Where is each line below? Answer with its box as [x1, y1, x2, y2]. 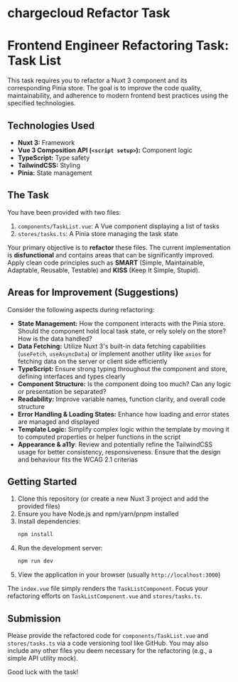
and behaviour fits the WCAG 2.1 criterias [17, 455, 139, 464]
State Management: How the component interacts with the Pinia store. [17, 319, 226, 328]
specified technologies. [7, 99, 76, 107]
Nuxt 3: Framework [17, 138, 75, 146]
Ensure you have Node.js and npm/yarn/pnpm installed [17, 510, 179, 518]
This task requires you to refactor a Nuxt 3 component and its [7, 76, 188, 85]
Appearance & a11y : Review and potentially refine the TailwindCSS [17, 439, 213, 449]
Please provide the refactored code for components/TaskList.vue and [7, 631, 208, 639]
